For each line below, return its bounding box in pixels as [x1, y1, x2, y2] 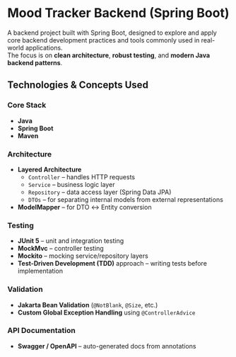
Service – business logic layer [28, 180, 115, 188]
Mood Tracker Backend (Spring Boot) [7, 5, 230, 21]
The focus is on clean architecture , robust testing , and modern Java [7, 51, 211, 59]
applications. [25, 43, 63, 52]
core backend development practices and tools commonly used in [7, 35, 200, 44]
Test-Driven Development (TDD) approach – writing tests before [17, 259, 207, 268]
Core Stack [7, 101, 47, 110]
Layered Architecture [17, 165, 82, 174]
